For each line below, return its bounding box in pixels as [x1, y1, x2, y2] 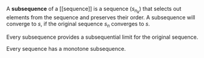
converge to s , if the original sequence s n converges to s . [6, 21, 150, 29]
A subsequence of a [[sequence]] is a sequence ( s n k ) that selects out [6, 5, 181, 14]
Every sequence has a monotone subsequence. [6, 45, 126, 52]
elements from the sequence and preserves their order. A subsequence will [6, 14, 195, 21]
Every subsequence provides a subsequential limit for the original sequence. [6, 33, 199, 40]
